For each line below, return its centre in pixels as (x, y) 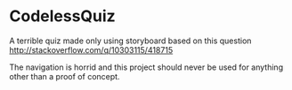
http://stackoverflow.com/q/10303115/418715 (91, 49)
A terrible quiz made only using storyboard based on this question (130, 41)
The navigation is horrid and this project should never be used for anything (146, 67)
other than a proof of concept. (65, 76)
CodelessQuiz (62, 16)
